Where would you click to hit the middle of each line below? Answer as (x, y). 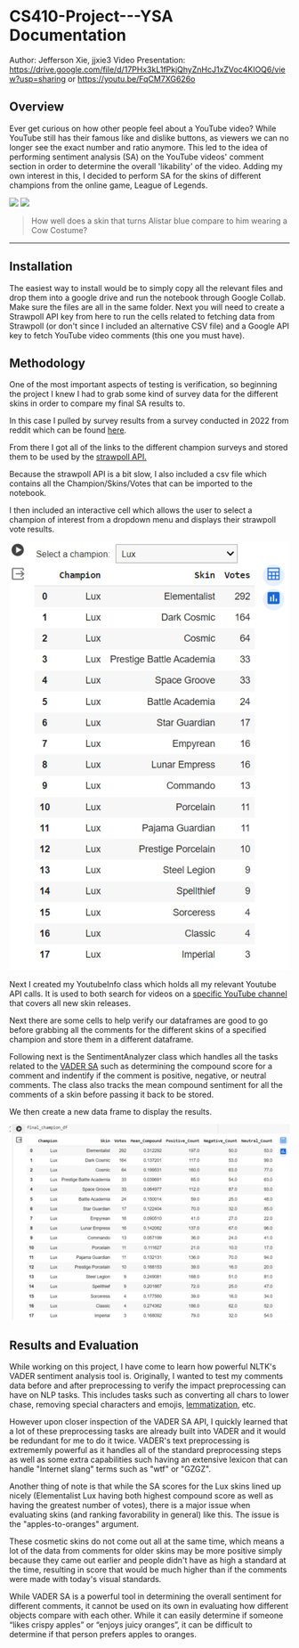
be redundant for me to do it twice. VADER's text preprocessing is (130, 1441)
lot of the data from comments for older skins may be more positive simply (146, 1551)
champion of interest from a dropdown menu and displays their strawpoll (143, 520)
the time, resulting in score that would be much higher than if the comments (148, 1570)
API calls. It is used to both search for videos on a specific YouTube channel (148, 994)
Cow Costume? (59, 230)
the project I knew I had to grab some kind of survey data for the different (144, 394)
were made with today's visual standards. (85, 1579)
